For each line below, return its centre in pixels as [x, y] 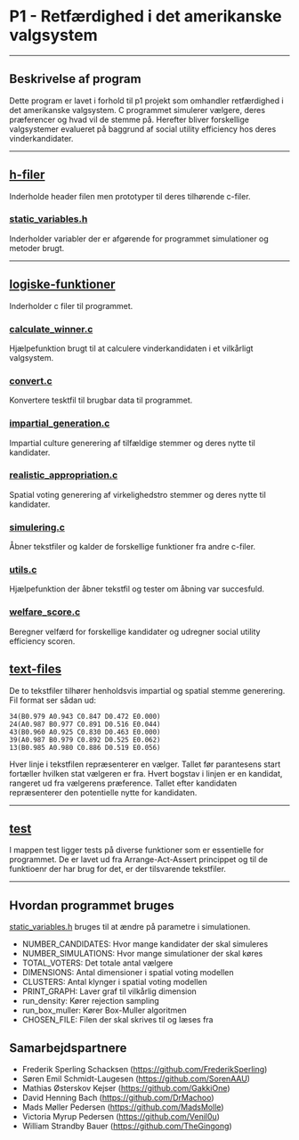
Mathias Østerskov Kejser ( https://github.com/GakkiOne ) [126, 1088]
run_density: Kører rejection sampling [91, 1001]
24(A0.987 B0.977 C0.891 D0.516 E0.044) [85, 724]
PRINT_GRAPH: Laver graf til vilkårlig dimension [109, 991]
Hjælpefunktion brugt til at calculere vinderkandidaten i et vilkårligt [131, 348]
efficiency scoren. [42, 641]
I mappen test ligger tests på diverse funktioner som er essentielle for [137, 850]
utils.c [23, 570]
